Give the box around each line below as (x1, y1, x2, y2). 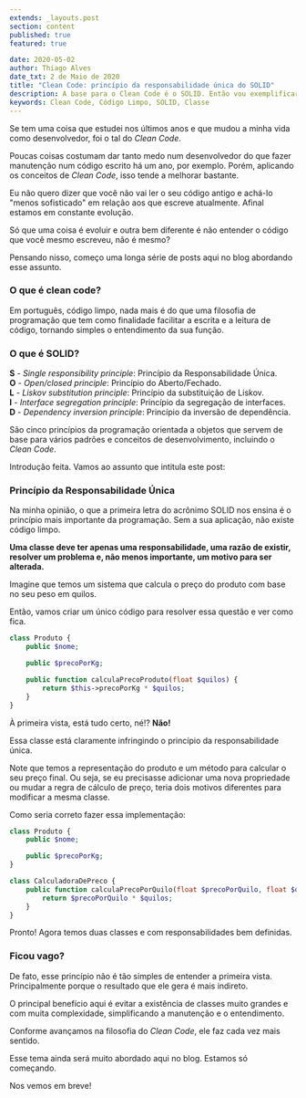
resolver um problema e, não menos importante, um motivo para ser (9, 551, 272, 562)
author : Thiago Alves (9, 64, 92, 73)
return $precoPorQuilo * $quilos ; (42, 894, 173, 903)
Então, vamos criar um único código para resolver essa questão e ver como (9, 606, 294, 617)
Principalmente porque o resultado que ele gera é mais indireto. (9, 980, 249, 991)
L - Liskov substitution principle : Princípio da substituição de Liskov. (9, 387, 264, 398)
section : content (9, 22, 76, 31)
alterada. (9, 561, 45, 572)
